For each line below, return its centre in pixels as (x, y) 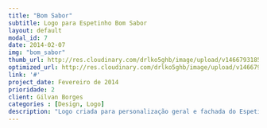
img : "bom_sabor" (37, 52)
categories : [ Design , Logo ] (56, 104)
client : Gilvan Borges (46, 97)
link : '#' (25, 75)
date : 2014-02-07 (37, 45)
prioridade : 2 (32, 89)
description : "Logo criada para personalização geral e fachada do (122, 112)
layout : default (35, 30)
